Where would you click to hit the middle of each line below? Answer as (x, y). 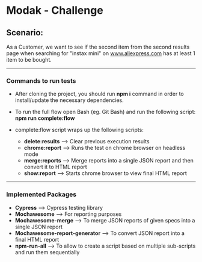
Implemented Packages (41, 194)
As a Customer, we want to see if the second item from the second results (98, 47)
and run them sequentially (47, 252)
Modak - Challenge (55, 10)
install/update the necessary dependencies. (69, 100)
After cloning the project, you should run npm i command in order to (99, 94)
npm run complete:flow (45, 118)
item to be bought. (29, 60)
